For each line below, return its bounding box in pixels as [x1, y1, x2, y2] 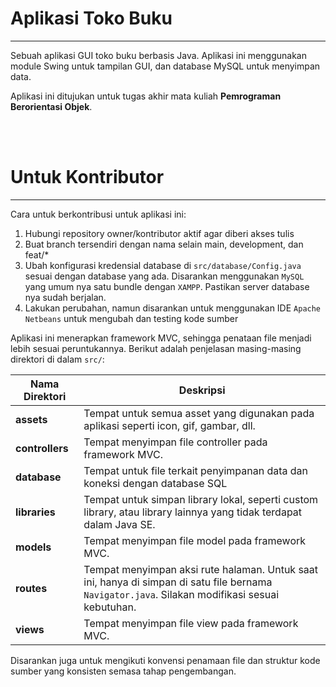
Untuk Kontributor [10, 166, 165, 189]
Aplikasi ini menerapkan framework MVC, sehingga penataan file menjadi [10, 332, 312, 344]
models [15, 540, 52, 554]
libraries [15, 505, 56, 519]
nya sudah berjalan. [24, 291, 107, 303]
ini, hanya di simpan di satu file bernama [83, 575, 273, 589]
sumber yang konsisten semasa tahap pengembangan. [10, 665, 237, 677]
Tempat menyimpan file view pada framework [83, 616, 299, 630]
